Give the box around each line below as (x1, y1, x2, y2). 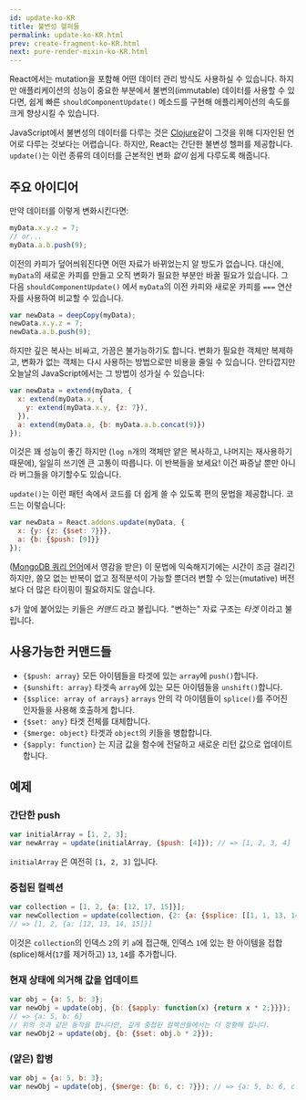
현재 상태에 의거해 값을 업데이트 (9, 974, 139, 987)
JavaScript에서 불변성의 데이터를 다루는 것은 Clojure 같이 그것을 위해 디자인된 (9, 127, 285, 138)
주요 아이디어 (9, 179, 79, 194)
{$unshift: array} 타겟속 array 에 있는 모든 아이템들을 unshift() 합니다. (22, 681, 283, 692)
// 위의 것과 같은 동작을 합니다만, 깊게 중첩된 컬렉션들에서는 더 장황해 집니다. (9, 1021, 270, 1030)
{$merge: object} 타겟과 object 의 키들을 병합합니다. (22, 727, 212, 738)
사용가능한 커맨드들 (9, 644, 112, 660)
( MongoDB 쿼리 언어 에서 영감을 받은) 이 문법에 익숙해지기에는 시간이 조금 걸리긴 (9, 560, 296, 571)
